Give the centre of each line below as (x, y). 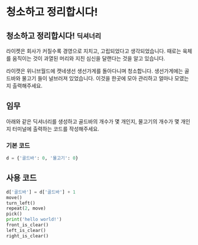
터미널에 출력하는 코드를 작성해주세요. (56, 129)
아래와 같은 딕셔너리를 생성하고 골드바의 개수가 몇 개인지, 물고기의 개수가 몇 (93, 121)
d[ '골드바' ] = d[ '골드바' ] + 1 (41, 192)
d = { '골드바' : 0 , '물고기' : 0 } (42, 158)
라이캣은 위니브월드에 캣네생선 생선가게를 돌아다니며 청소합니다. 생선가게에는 (95, 71)
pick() (14, 214)
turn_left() (21, 203)
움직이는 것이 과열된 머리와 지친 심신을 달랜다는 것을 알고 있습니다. (89, 58)
